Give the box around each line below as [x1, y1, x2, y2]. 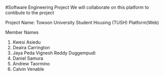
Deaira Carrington [12, 45, 50, 50]
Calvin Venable [12, 66, 45, 72]
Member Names [5, 29, 39, 35]
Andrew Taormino [12, 61, 50, 66]
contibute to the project [5, 10, 54, 16]
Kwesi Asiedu [12, 39, 41, 45]
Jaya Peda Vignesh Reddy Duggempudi [12, 50, 96, 56]
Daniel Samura [12, 55, 44, 61]
